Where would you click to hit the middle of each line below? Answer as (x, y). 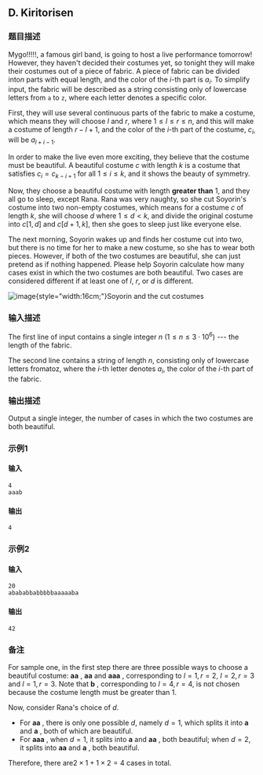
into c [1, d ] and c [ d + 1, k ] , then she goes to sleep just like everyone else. (125, 224)
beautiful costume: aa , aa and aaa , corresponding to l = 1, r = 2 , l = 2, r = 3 (131, 675)
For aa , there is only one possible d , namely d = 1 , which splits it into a (134, 722)
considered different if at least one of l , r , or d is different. (101, 281)
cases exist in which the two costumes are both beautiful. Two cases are (126, 272)
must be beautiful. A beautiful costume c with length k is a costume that (124, 166)
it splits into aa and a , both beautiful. (79, 748)
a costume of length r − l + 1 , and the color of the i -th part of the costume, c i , (132, 131)
